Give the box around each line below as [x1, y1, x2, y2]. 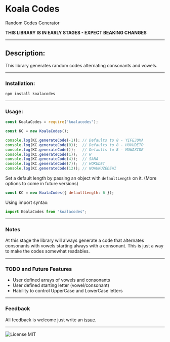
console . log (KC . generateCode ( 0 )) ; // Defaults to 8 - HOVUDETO [5, 142, 144, 147]
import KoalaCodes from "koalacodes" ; [5, 209, 87, 214]
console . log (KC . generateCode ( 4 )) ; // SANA [5, 156, 99, 162]
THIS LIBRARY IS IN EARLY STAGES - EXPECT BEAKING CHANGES [5, 29, 147, 35]
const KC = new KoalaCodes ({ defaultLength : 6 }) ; [5, 190, 114, 195]
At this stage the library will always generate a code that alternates [5, 237, 144, 243]
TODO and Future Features [5, 266, 72, 273]
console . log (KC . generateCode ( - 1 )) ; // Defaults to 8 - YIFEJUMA [5, 138, 144, 143]
